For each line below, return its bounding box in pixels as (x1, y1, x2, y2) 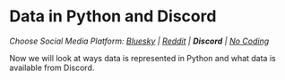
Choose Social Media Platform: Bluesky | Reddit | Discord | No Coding (9, 36, 270, 46)
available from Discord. (9, 62, 95, 73)
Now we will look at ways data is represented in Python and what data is (9, 52, 276, 63)
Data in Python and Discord (9, 6, 217, 27)
